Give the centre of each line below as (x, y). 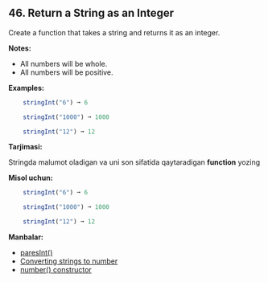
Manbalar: (26, 237)
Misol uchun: (31, 178)
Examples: (26, 88)
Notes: (20, 48)
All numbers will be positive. (67, 72)
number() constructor (56, 270)
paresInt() (36, 253)
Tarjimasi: (25, 147)
